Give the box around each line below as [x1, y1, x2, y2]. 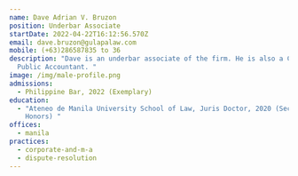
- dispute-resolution [17, 153, 98, 163]
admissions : [9, 79, 53, 88]
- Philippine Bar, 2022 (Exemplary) [17, 87, 153, 96]
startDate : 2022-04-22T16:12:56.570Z [9, 29, 149, 38]
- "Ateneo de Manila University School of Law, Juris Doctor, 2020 [17, 104, 272, 113]
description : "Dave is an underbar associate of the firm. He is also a [9, 54, 284, 63]
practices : [9, 137, 50, 146]
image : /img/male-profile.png [9, 71, 122, 80]
